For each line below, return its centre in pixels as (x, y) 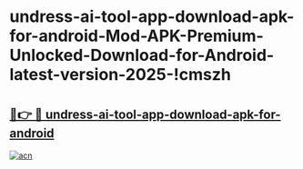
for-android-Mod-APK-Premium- (136, 36)
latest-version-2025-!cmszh (121, 75)
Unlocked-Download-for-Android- (142, 55)
